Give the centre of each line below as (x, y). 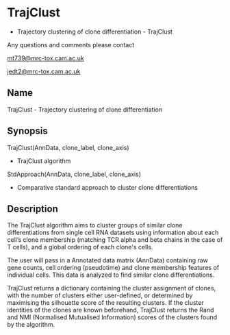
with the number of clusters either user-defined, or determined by (100, 295)
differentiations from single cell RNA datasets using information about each (113, 233)
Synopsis (27, 131)
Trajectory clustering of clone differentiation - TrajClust (95, 32)
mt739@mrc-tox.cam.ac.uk (46, 58)
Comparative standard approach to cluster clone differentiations (107, 187)
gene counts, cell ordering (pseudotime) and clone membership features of (113, 268)
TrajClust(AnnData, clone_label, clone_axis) (68, 147)
